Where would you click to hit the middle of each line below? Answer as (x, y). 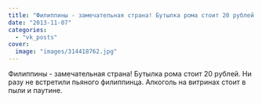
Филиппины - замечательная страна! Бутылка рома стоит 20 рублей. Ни (130, 74)
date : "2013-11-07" (40, 23)
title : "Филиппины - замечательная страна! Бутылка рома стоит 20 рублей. (133, 15)
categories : (27, 30)
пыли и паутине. (35, 90)
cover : (19, 44)
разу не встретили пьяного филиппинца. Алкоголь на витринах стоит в (127, 82)
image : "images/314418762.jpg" (66, 51)
